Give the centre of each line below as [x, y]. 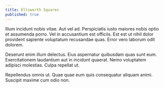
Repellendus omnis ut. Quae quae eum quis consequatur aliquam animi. [79, 74]
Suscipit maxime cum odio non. [37, 80]
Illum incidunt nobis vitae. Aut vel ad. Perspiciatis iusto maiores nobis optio [82, 28]
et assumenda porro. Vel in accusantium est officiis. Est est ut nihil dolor [79, 34]
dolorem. [14, 44]
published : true [22, 14]
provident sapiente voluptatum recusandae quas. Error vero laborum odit [80, 39]
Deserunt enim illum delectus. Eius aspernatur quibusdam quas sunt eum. [81, 54]
